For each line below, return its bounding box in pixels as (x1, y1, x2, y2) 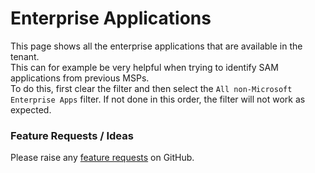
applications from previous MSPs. (10, 72, 150, 84)
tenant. (10, 50, 40, 62)
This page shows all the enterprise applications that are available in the (10, 40, 303, 52)
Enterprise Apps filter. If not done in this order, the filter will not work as (10, 93, 306, 105)
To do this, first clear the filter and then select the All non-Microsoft (10, 82, 293, 94)
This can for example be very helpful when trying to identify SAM (10, 61, 279, 73)
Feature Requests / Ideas (10, 128, 134, 142)
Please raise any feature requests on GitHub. (10, 152, 195, 164)
